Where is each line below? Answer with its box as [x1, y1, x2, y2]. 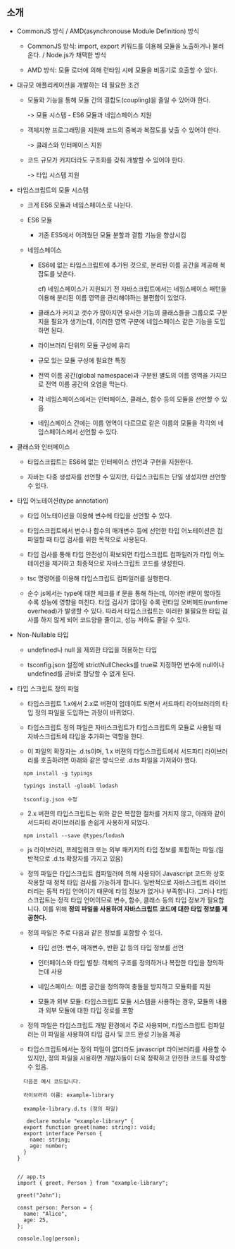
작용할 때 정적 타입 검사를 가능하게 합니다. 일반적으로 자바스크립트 [27, 878, 208, 886]
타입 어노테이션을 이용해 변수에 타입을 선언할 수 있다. [27, 511, 172, 520]
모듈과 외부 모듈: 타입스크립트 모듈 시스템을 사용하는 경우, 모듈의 [37, 997, 215, 1005]
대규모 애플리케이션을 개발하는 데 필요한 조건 [16, 80, 140, 89]
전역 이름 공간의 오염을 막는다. [45, 380, 128, 388]
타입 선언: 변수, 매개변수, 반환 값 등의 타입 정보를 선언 [37, 943, 184, 952]
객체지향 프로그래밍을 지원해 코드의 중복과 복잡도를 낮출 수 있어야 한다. [27, 126, 221, 134]
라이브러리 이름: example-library [23, 1092, 114, 1099]
